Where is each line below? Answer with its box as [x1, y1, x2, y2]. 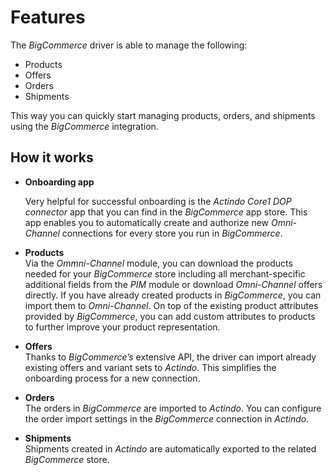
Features [10, 6, 86, 29]
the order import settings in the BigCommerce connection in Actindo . [24, 412, 310, 425]
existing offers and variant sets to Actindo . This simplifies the [24, 361, 277, 373]
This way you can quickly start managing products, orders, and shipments [10, 109, 316, 121]
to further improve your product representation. [24, 321, 221, 333]
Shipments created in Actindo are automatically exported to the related [24, 442, 317, 455]
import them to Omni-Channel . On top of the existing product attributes [24, 299, 319, 311]
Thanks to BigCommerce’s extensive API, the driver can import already [24, 351, 317, 363]
